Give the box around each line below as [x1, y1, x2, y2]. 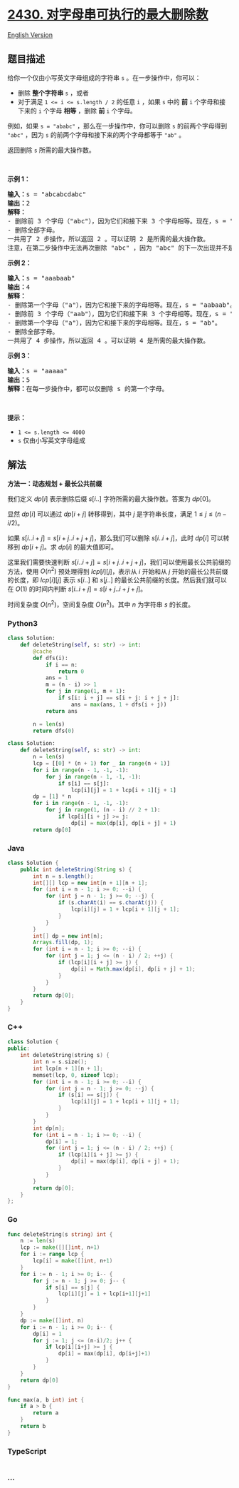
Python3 [7, 618, 38, 628]
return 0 [58, 668, 84, 675]
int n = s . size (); [33, 1058, 87, 1066]
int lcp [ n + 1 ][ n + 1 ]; [33, 1065, 103, 1072]
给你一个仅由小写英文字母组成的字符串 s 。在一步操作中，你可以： [7, 73, 201, 82]
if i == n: [45, 661, 78, 668]
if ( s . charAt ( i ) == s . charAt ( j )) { [58, 899, 164, 906]
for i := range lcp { [20, 1250, 84, 1258]
